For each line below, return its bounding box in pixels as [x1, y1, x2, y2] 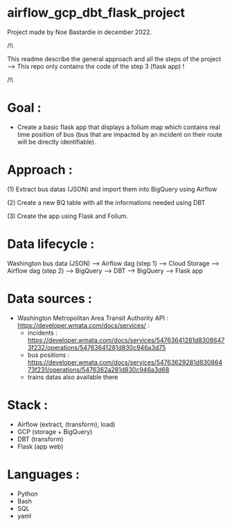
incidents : [27, 328, 57, 337]
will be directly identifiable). [17, 137, 96, 146]
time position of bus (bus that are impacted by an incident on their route [17, 130, 223, 138]
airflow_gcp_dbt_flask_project [7, 5, 186, 21]
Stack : [7, 397, 48, 412]
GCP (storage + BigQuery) [17, 427, 93, 435]
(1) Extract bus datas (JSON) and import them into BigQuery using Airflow [7, 185, 217, 193]
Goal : [7, 100, 42, 116]
